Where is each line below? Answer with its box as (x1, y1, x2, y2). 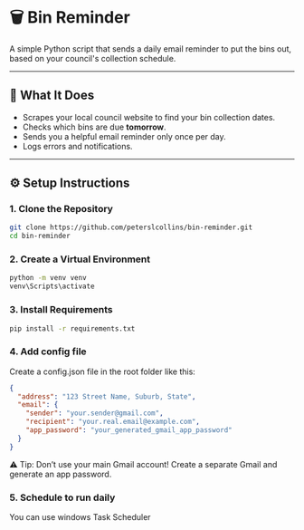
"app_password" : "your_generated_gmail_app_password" (25, 426, 233, 435)
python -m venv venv (9, 274, 88, 283)
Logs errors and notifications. (22, 140, 133, 151)
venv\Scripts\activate (9, 282, 95, 291)
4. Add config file (9, 345, 88, 358)
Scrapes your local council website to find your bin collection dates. (22, 111, 276, 122)
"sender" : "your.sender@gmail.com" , (25, 409, 165, 418)
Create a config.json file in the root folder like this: (9, 366, 196, 377)
